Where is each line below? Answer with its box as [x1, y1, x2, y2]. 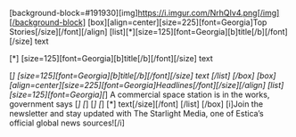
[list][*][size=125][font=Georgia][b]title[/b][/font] [109, 27, 288, 36]
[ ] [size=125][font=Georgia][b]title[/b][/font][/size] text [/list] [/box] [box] [9, 70, 276, 81]
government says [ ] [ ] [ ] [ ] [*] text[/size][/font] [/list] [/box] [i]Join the [9, 99, 264, 109]
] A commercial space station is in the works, [104, 89, 270, 100]
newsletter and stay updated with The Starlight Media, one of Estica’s [9, 109, 265, 118]
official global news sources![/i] [9, 117, 125, 128]
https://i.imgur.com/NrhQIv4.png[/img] [137, 8, 280, 18]
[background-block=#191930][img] [9, 8, 138, 18]
